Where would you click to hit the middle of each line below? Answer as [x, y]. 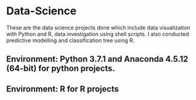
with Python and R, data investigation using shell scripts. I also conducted [98, 34]
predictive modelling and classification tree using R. [70, 40]
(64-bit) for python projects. [61, 69]
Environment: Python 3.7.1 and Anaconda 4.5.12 [97, 59]
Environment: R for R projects [63, 89]
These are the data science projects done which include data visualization [98, 28]
